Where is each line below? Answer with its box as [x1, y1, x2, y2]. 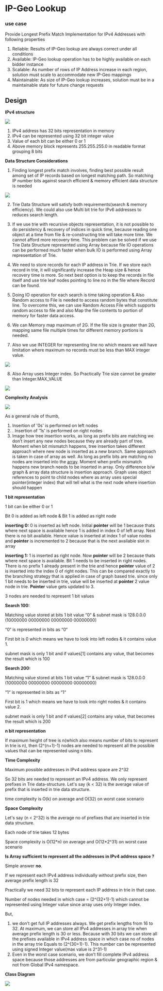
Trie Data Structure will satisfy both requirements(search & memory [12, 202, 147, 208]
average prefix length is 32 [5, 877, 59, 883]
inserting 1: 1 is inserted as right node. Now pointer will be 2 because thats [5, 553, 155, 558]
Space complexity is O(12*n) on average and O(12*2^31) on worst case [5, 839, 147, 845]
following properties [5, 37, 45, 42]
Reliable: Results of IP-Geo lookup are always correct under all [12, 46, 137, 52]
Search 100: [5, 603, 30, 609]
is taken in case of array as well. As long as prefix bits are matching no [12, 454, 153, 459]
